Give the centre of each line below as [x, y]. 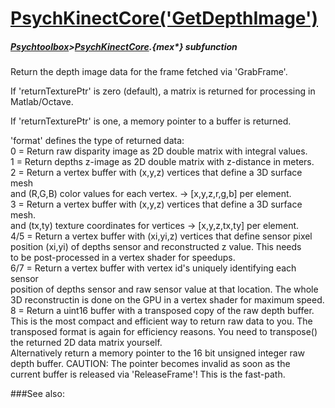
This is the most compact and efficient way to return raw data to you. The [161, 321]
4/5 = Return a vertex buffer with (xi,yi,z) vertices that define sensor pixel [161, 236]
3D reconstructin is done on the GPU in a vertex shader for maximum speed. [167, 300]
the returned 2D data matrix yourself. [86, 343]
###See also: [37, 394]
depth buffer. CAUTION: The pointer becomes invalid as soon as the [150, 364]
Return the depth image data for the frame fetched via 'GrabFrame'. [149, 72]
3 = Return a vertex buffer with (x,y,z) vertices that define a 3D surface [156, 204]
